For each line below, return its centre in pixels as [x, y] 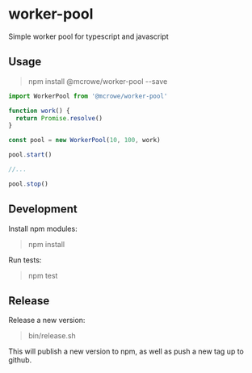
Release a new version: [47, 321]
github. [20, 360]
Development [43, 210]
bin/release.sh [52, 336]
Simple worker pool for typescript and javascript [89, 36]
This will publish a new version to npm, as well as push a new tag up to [126, 351]
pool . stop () [28, 184]
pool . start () [30, 155]
